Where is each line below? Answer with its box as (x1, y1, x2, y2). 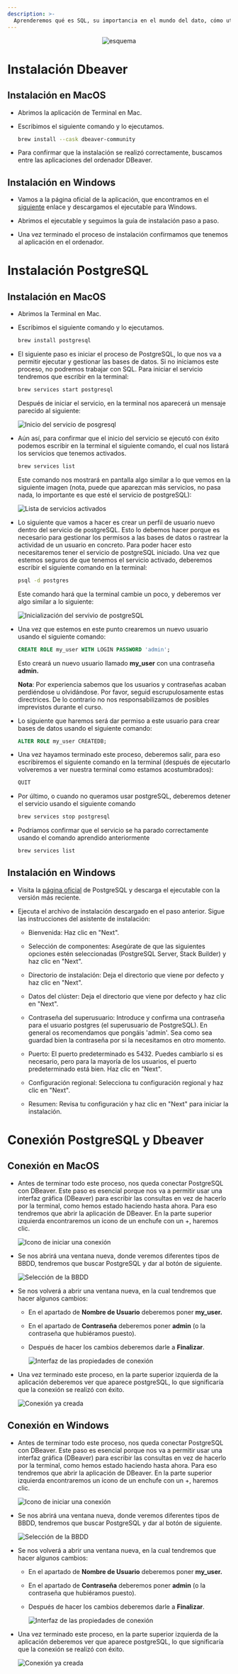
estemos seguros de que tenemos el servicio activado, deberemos (17, 556, 212, 564)
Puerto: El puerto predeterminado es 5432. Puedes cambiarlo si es (28, 1050, 223, 1058)
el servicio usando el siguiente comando (17, 799, 136, 808)
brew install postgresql (17, 337, 91, 344)
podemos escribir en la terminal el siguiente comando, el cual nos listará (17, 441, 229, 450)
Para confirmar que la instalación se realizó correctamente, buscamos (17, 148, 223, 157)
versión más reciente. (17, 893, 81, 901)
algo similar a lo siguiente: (17, 597, 94, 606)
